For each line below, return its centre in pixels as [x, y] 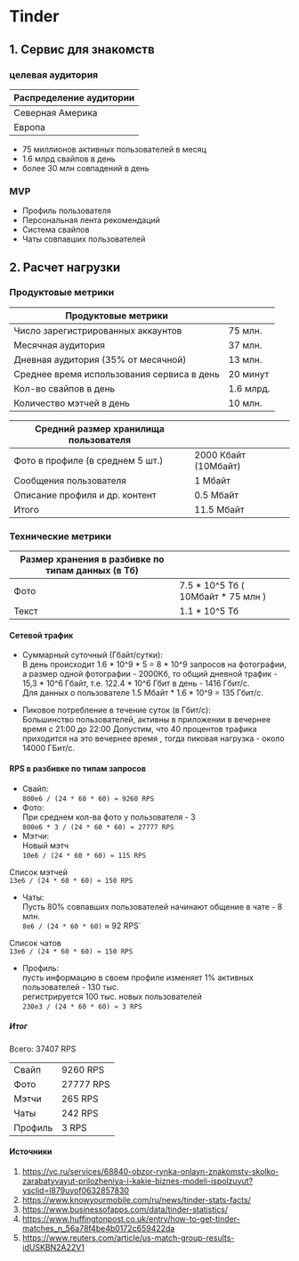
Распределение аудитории [74, 97]
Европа [30, 127]
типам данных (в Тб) [93, 571]
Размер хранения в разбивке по [92, 559]
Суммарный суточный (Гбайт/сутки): [92, 655]
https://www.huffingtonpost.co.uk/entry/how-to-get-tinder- [131, 1218]
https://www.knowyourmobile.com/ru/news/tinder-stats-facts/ [137, 1199]
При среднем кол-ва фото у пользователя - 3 [109, 817]
